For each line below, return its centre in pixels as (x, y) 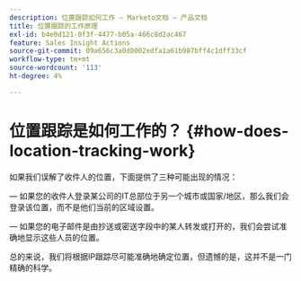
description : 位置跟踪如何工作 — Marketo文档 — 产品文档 (109, 18)
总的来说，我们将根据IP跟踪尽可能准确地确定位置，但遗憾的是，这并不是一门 (150, 256)
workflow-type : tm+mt (50, 59)
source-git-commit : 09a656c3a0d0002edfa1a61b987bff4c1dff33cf (128, 51)
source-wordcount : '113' (56, 68)
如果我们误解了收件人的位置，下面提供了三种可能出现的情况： (124, 177)
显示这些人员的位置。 (64, 237)
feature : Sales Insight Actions (70, 43)
